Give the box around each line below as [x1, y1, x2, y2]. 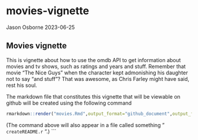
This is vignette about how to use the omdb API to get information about [6, 56, 181, 63]
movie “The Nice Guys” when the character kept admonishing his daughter [6, 69, 189, 76]
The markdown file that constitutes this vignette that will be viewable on [6, 93, 181, 100]
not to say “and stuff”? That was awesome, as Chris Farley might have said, [6, 75, 190, 82]
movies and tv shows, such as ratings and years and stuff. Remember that [6, 63, 186, 70]
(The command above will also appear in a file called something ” [6, 121, 165, 128]
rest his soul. [6, 82, 37, 89]
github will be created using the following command [6, 99, 132, 106]
